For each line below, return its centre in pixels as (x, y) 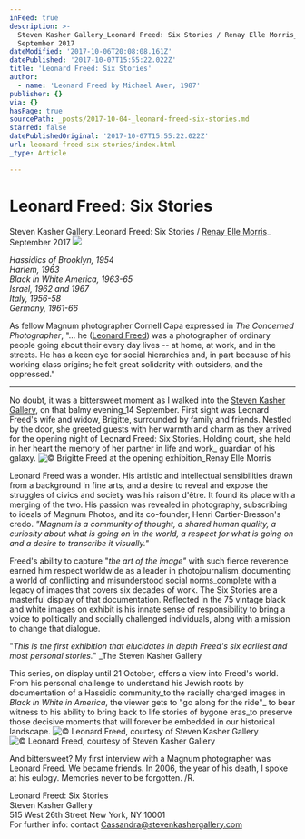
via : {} (24, 102)
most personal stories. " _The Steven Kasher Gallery (106, 655)
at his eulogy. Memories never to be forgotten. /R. (102, 777)
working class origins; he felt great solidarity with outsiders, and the (136, 364)
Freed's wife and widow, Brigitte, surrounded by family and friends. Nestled (151, 419)
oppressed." (32, 374)
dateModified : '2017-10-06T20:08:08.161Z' (91, 52)
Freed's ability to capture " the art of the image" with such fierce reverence (149, 561)
